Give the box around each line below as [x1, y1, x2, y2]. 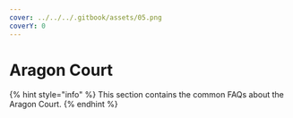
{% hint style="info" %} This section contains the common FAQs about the [9, 89, 285, 100]
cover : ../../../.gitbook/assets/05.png [9, 13, 163, 22]
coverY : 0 [9, 21, 47, 30]
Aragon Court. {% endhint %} [9, 99, 118, 110]
